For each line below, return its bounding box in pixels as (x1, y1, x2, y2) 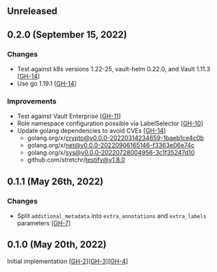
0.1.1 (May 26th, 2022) (7, 175, 104, 187)
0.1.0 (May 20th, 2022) (7, 239, 107, 251)
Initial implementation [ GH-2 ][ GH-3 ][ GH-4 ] (7, 257, 129, 265)
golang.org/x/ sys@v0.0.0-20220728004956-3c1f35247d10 (27, 149, 195, 157)
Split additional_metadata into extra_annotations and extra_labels (16, 212, 207, 220)
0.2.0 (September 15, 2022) (7, 29, 127, 40)
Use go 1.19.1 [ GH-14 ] (16, 79, 77, 88)
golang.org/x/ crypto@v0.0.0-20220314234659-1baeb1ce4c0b (27, 134, 204, 143)
